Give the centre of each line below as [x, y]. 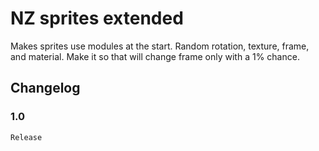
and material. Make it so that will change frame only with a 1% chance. [155, 56]
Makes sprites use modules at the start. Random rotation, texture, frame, [160, 46]
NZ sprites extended [97, 18]
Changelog [45, 88]
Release [26, 137]
